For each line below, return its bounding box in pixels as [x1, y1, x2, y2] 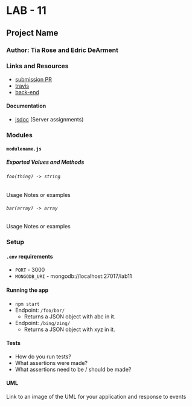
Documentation [6, 102, 46, 109]
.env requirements [6, 253, 53, 260]
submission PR [14, 76, 53, 83]
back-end [14, 88, 39, 95]
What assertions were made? [14, 359, 88, 366]
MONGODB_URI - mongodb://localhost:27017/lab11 [14, 272, 132, 280]
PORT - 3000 [14, 266, 45, 274]
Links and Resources [6, 62, 69, 70]
